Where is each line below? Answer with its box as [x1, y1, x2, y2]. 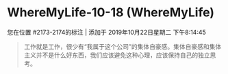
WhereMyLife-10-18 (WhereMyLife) [7, 5, 214, 20]
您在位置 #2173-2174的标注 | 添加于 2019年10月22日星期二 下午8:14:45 [7, 28, 207, 36]
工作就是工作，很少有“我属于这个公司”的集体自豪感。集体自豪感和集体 [23, 42, 222, 50]
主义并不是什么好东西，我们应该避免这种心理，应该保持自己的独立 [23, 51, 210, 59]
